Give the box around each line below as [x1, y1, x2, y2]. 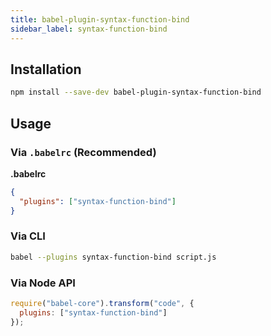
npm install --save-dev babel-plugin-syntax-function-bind [10, 87, 262, 98]
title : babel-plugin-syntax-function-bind [10, 14, 190, 25]
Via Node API [10, 276, 76, 290]
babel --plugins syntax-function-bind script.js [10, 252, 217, 262]
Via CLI [10, 229, 46, 243]
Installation [10, 61, 82, 78]
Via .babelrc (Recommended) [10, 145, 157, 159]
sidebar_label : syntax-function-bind [10, 24, 168, 34]
